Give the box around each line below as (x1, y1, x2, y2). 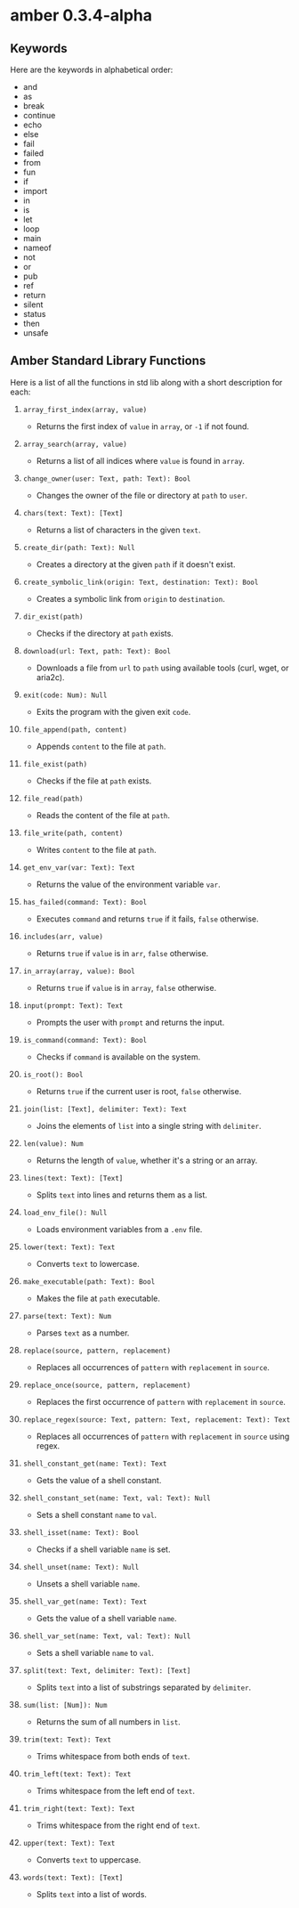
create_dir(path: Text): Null (22, 543, 136, 552)
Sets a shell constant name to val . (36, 1509, 158, 1520)
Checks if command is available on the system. (36, 1051, 201, 1062)
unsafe (22, 328, 49, 338)
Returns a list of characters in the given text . (36, 524, 201, 535)
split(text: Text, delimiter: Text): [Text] (22, 1666, 191, 1675)
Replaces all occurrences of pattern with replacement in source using (36, 1431, 290, 1441)
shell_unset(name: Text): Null (22, 1563, 140, 1571)
